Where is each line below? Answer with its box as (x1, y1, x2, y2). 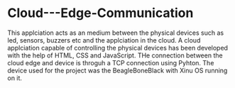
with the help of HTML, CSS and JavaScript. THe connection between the (7, 51, 223, 60)
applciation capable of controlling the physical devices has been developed (7, 43, 229, 52)
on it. (7, 73, 23, 82)
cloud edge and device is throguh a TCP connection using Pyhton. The (7, 58, 214, 67)
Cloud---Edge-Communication (7, 5, 194, 21)
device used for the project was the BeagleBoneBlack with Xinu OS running (7, 66, 228, 75)
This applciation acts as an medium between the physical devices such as (7, 28, 224, 37)
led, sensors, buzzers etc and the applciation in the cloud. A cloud (7, 35, 201, 44)
